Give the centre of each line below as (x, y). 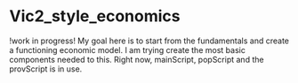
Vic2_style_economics (95, 16)
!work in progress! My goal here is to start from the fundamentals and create (149, 41)
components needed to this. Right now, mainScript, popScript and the (137, 59)
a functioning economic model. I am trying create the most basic (128, 49)
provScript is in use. (46, 69)
